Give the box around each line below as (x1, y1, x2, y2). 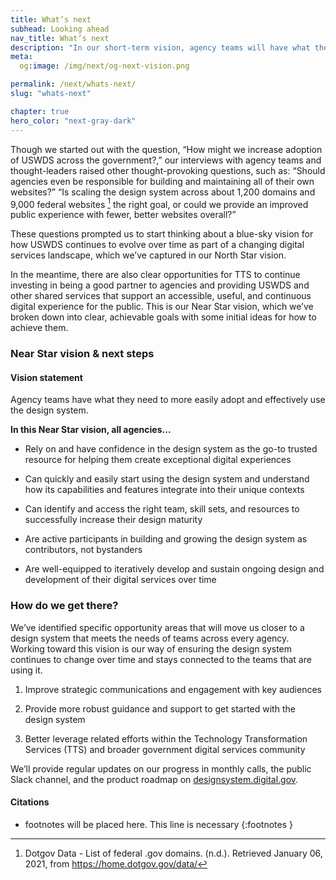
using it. (10, 664, 43, 676)
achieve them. (10, 322, 69, 334)
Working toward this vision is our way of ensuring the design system (10, 642, 293, 655)
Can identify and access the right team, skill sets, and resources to (24, 503, 300, 515)
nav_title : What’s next (10, 33, 110, 43)
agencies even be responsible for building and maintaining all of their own (10, 175, 315, 187)
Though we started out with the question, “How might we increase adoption (10, 143, 323, 155)
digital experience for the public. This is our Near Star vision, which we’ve (10, 301, 314, 313)
